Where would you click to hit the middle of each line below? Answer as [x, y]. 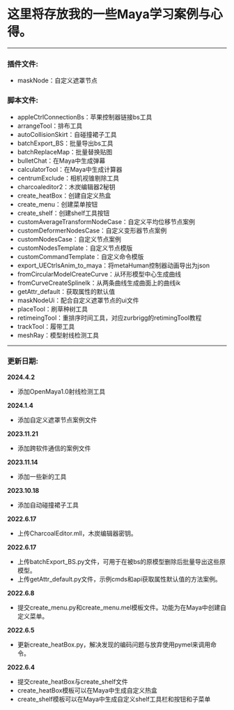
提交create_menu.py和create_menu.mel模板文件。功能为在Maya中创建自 [122, 607]
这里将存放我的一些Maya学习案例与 [109, 14]
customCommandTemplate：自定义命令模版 [80, 256]
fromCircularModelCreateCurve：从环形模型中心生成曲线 [99, 274]
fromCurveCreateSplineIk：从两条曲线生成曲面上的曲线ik [99, 283]
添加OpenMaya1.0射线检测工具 [61, 391]
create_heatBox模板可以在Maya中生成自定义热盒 [87, 690]
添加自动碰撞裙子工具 [48, 505]
